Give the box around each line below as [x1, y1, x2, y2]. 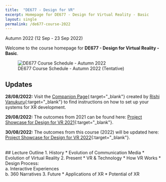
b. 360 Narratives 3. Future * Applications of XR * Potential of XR [5, 171, 139, 177]
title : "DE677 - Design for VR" [5, 7, 75, 13]
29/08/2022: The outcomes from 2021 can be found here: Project [5, 114, 142, 120]
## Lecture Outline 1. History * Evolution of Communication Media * [5, 150, 144, 156]
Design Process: [5, 160, 39, 166]
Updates [5, 80, 33, 89]
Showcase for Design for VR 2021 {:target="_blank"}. [5, 119, 114, 126]
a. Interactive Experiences [5, 166, 59, 172]
